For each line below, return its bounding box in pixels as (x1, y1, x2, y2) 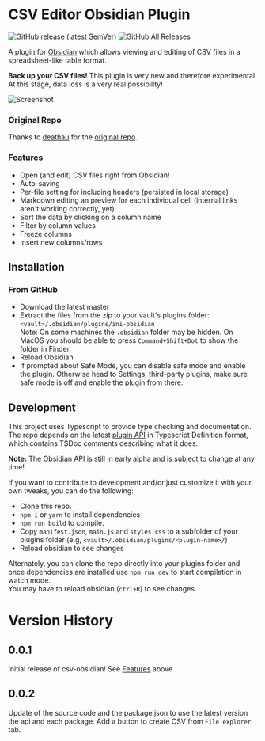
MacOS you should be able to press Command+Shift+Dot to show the (19, 336, 239, 345)
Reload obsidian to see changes (19, 544, 124, 553)
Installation (8, 260, 65, 274)
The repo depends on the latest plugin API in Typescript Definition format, (8, 430, 249, 440)
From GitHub (8, 283, 58, 294)
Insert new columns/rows (19, 237, 103, 247)
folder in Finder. (19, 344, 71, 354)
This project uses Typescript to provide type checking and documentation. (8, 422, 252, 431)
